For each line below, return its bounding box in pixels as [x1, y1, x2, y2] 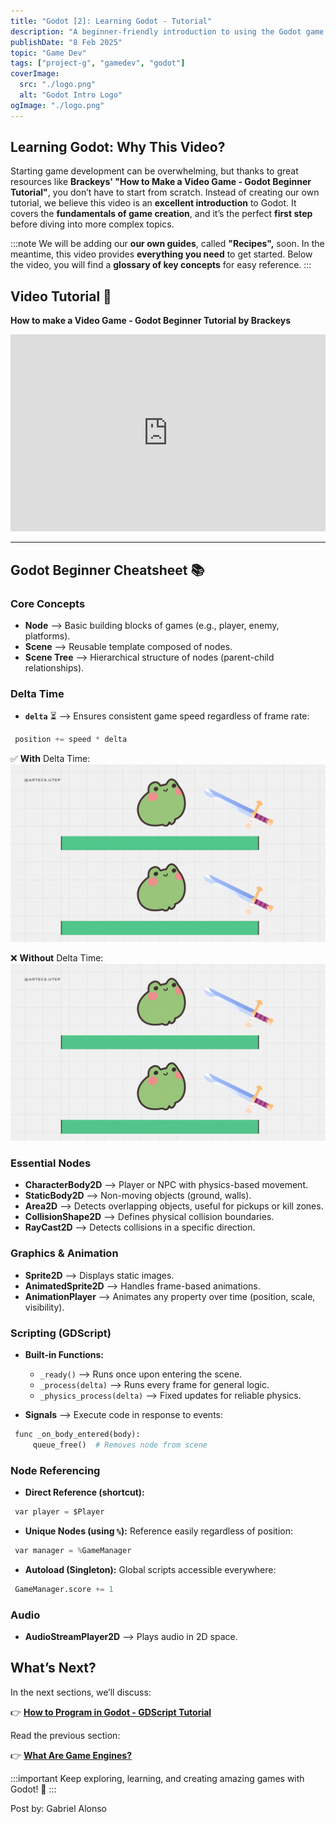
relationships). [24, 661, 85, 674]
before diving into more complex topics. [10, 218, 175, 230]
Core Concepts [10, 596, 86, 610]
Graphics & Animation [10, 1246, 119, 1260]
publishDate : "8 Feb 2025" [10, 37, 123, 47]
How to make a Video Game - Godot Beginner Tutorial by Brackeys [10, 315, 292, 327]
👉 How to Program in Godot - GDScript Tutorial [10, 1706, 212, 1718]
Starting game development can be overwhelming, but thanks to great [10, 165, 299, 177]
